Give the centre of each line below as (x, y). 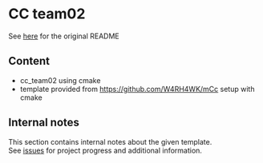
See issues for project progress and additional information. (105, 150)
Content (29, 61)
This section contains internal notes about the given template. (110, 141)
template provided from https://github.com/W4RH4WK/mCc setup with (137, 89)
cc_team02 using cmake (60, 80)
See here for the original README (64, 36)
